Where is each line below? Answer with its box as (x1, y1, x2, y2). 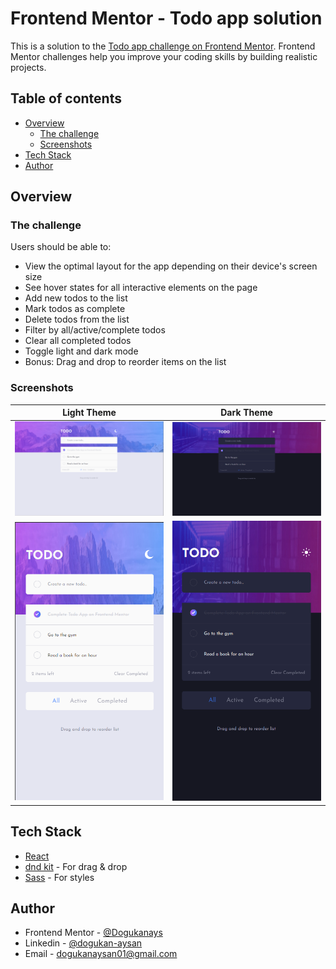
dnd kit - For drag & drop (24, 860, 128, 872)
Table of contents (10, 90, 122, 107)
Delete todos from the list (24, 313, 130, 326)
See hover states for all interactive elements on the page (24, 282, 258, 294)
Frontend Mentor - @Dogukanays (24, 927, 163, 939)
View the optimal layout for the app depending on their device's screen (24, 260, 318, 272)
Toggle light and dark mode (24, 345, 139, 357)
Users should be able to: (10, 241, 112, 253)
